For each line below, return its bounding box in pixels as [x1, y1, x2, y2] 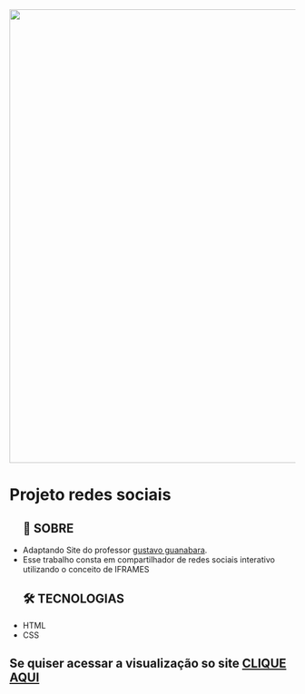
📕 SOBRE [22, 521, 74, 536]
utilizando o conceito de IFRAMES [22, 564, 150, 574]
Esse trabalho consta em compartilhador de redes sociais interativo [22, 554, 275, 565]
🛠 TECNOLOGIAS [22, 591, 125, 607]
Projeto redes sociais [9, 484, 172, 505]
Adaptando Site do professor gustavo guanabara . [22, 544, 208, 555]
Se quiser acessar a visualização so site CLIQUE [9, 656, 287, 671]
